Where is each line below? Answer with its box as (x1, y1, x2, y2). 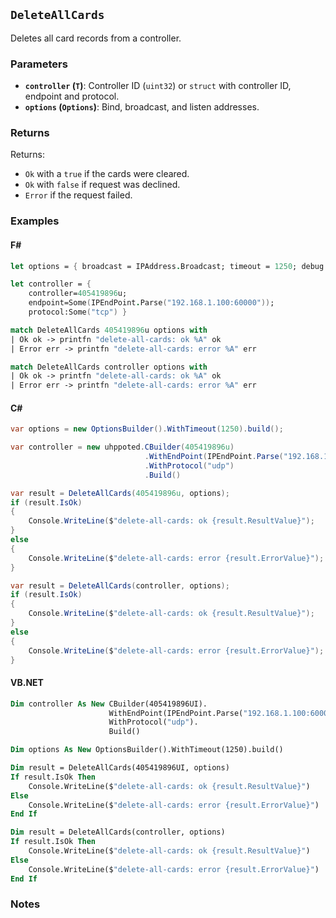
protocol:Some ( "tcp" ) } (28, 307, 128, 318)
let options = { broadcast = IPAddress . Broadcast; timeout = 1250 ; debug (10, 261, 325, 271)
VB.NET (10, 677, 44, 689)
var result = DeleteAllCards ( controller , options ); (10, 580, 230, 591)
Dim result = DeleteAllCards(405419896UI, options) (10, 763, 230, 773)
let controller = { (10, 279, 92, 289)
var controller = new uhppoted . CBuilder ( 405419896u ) (10, 442, 235, 453)
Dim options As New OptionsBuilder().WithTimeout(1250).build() (10, 745, 284, 755)
